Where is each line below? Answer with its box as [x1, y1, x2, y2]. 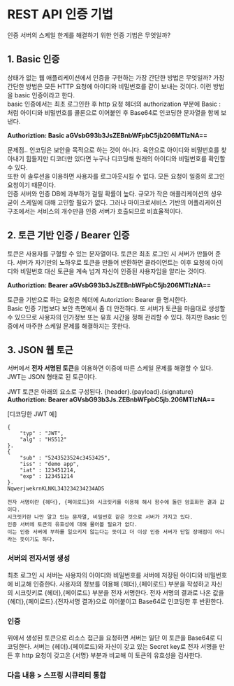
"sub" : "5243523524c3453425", [20, 455, 111, 462]
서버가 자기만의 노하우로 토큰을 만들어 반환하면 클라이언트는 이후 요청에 [16, 258, 211, 266]
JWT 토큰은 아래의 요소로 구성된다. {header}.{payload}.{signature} [7, 387, 194, 396]
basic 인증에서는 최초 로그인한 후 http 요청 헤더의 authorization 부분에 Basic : [7, 100, 221, 108]
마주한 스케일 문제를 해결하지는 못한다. [25, 322, 131, 330]
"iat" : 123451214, [20, 467, 77, 474]
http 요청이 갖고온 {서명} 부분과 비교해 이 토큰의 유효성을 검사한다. [22, 651, 203, 659]
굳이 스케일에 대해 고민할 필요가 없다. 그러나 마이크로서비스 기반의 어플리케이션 [7, 198, 222, 207]
